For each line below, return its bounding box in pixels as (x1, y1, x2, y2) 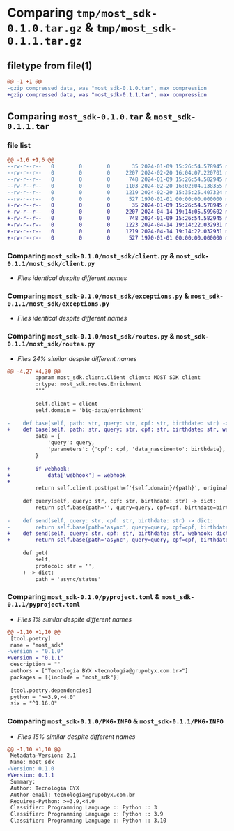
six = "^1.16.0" (10, 700, 58, 707)
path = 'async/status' (35, 575, 101, 582)
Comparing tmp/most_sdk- (7, 5, 158, 21)
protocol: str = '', (35, 562, 95, 570)
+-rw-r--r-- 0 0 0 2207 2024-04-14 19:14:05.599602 (7, 208, 223, 216)
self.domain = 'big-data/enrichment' (35, 406, 145, 413)
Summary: (10, 778, 36, 785)
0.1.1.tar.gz (7, 35, 82, 48)
